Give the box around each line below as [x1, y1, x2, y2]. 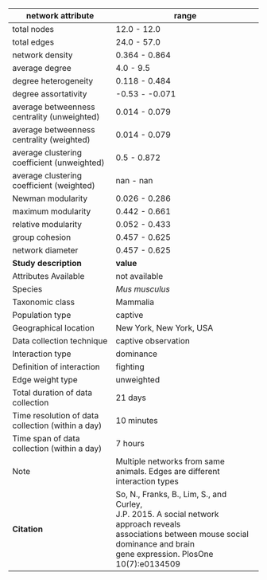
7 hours [115, 438, 145, 449]
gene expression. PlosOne [115, 549, 214, 559]
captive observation [115, 335, 191, 346]
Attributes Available [12, 271, 85, 281]
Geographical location [12, 323, 95, 333]
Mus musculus [115, 284, 171, 294]
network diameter [12, 245, 79, 256]
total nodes [12, 24, 54, 34]
